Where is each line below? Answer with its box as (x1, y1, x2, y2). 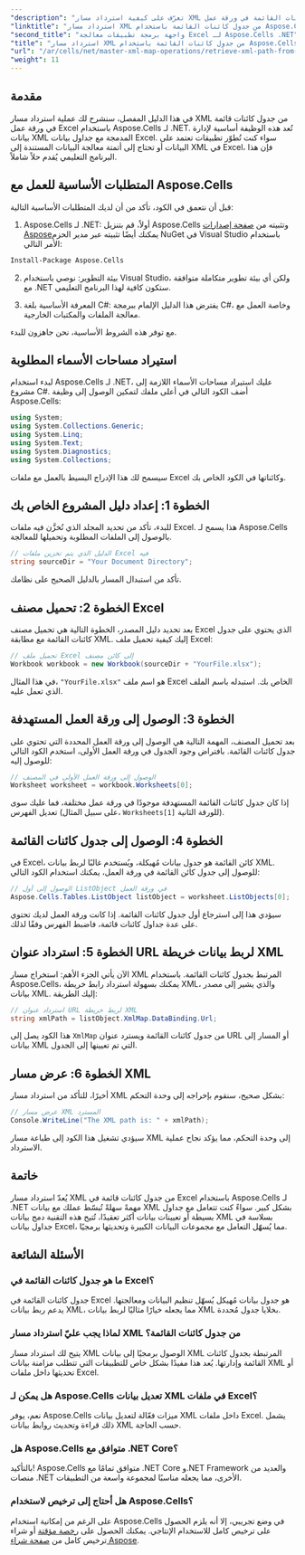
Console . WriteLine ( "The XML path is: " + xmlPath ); (10, 1116, 209, 1125)
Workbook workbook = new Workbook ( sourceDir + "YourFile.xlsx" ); (10, 659, 262, 668)
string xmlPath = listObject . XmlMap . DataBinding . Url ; (10, 1014, 218, 1023)
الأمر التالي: (23, 238, 62, 249)
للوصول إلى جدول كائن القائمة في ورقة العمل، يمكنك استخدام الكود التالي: (10, 867, 261, 877)
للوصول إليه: (10, 754, 52, 765)
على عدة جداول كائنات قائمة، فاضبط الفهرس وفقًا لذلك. (10, 918, 198, 929)
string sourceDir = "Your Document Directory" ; (10, 557, 194, 566)
